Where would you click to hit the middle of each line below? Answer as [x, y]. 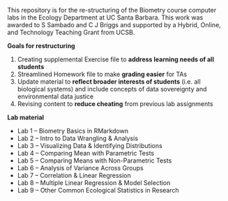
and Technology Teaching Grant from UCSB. [71, 32]
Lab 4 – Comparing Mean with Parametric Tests [86, 153]
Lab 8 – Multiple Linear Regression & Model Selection [94, 183]
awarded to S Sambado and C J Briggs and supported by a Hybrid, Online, [114, 25]
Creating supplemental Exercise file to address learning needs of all [116, 59]
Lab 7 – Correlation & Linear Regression [74, 175]
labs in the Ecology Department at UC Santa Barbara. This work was [105, 17]
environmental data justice [55, 96]
